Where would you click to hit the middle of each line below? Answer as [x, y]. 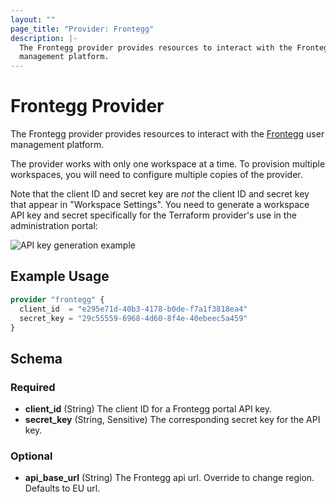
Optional [31, 456]
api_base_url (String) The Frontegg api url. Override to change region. [169, 478]
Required [33, 387]
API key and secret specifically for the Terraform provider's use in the [153, 215]
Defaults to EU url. [62, 488]
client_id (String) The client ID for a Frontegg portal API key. [148, 409]
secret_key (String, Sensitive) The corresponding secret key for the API [172, 420]
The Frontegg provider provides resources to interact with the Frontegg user [167, 134]
